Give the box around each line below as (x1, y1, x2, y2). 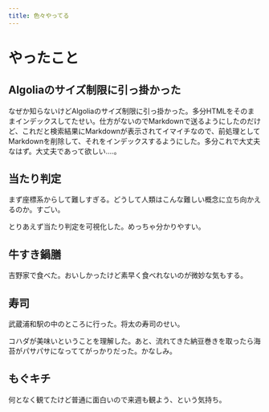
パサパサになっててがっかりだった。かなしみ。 (22, 346, 177, 356)
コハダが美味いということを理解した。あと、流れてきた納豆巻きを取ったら (8, 337, 255, 346)
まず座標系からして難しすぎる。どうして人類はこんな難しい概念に (8, 194, 226, 205)
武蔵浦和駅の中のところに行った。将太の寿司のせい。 (8, 319, 185, 329)
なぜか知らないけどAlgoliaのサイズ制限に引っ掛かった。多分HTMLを (8, 106, 234, 116)
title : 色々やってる (8, 11, 70, 20)
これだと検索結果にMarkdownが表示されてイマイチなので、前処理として (22, 126, 261, 136)
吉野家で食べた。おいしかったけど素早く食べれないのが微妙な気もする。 (8, 271, 247, 280)
